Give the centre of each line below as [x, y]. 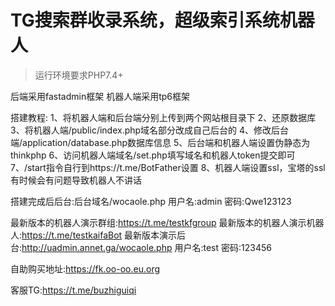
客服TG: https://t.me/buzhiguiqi [73, 290]
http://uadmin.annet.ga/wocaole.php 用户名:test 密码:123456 [146, 247]
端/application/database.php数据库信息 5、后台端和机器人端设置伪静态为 [160, 142]
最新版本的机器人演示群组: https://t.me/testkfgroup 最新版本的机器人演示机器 [167, 222]
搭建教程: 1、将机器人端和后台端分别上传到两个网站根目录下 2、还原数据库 [163, 117]
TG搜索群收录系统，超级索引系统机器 [162, 20]
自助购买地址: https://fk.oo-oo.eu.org [85, 268]
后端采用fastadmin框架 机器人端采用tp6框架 [100, 96]
